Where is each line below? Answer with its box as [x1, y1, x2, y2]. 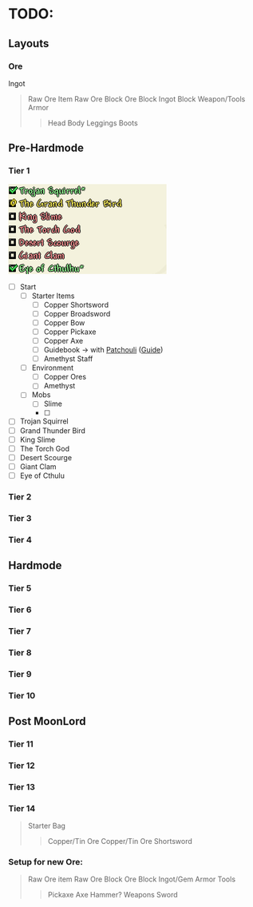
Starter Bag [27, 821, 66, 831]
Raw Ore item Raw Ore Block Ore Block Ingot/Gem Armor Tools [27, 874, 236, 884]
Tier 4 [8, 534, 32, 545]
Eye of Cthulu [19, 471, 65, 480]
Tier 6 [8, 604, 32, 615]
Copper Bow [43, 317, 85, 328]
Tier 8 [8, 646, 32, 658]
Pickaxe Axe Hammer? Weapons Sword [47, 890, 178, 900]
